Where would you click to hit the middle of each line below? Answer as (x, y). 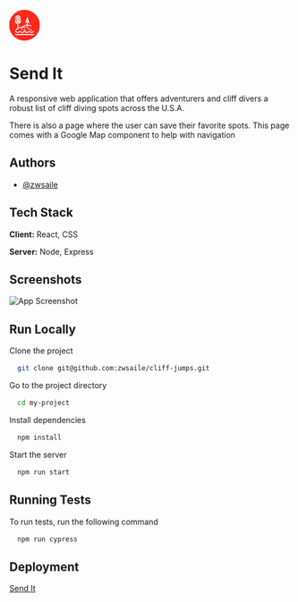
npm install (40, 437)
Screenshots (46, 280)
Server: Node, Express (51, 251)
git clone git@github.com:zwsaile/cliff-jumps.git (114, 369)
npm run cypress (47, 539)
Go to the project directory (58, 386)
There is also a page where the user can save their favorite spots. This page (149, 125)
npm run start (43, 472)
